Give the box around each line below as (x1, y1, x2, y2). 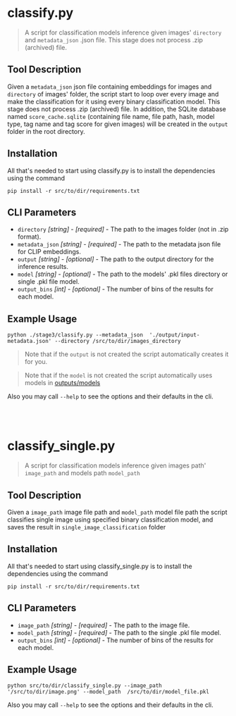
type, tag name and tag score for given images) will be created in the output (7, 120, 228, 128)
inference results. (17, 263, 69, 271)
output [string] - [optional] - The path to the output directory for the (17, 255, 214, 263)
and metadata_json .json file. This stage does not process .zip (24, 35, 203, 44)
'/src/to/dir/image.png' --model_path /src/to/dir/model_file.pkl (7, 689, 210, 696)
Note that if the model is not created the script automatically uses (24, 371, 213, 379)
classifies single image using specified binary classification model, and (7, 515, 213, 524)
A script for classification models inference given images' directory (24, 28, 222, 37)
